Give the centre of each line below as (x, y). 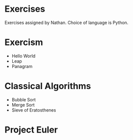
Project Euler (31, 130)
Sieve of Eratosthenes (34, 110)
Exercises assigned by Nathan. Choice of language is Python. (66, 23)
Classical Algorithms (48, 86)
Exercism (24, 42)
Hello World (23, 56)
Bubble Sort (24, 99)
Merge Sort (23, 105)
